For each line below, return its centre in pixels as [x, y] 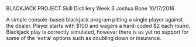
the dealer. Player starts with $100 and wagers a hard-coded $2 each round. [98, 26]
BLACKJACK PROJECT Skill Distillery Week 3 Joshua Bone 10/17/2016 [90, 8]
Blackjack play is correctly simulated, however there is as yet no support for [97, 32]
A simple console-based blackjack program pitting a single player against [94, 19]
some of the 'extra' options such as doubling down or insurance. [84, 38]
